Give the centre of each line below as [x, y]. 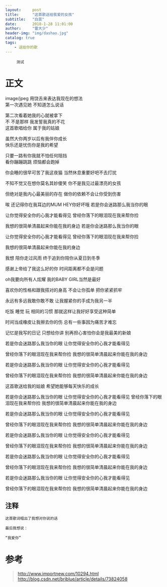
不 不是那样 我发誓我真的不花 [35, 122]
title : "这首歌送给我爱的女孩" [40, 15]
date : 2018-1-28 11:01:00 [39, 24]
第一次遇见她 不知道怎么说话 [34, 105]
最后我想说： [17, 528]
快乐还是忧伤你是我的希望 [32, 145]
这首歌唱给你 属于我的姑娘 [32, 128]
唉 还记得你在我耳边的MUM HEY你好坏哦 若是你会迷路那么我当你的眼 [77, 205]
